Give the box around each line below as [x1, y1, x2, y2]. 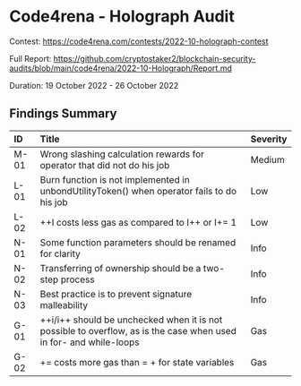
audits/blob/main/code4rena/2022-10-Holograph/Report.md [9, 63, 233, 73]
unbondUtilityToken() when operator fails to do [39, 184, 237, 197]
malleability [39, 298, 88, 311]
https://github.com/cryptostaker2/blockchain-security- [53, 53, 256, 64]
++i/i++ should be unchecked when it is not [39, 313, 223, 326]
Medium [250, 153, 285, 166]
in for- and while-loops [39, 336, 140, 348]
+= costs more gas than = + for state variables [39, 356, 235, 368]
